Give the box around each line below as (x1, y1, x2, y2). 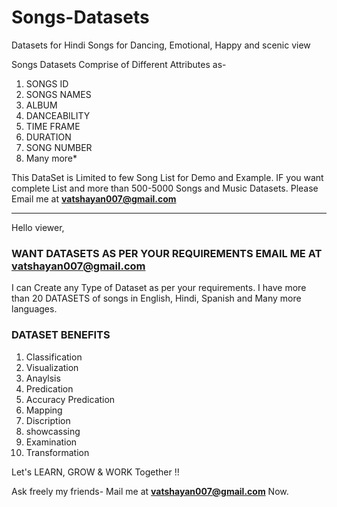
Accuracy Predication (25, 393, 116, 405)
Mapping (25, 404, 63, 416)
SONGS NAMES (25, 88, 92, 100)
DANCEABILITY (25, 109, 91, 121)
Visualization (25, 361, 79, 373)
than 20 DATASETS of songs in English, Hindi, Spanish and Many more (11, 292, 302, 305)
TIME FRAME (25, 120, 81, 132)
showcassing (25, 425, 81, 437)
